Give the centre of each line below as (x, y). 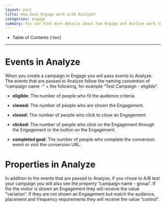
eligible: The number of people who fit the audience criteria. (74, 96)
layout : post (19, 10)
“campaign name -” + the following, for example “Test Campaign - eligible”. (82, 86)
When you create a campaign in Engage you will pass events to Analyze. (79, 76)
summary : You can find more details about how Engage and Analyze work (80, 23)
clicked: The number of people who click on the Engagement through (83, 124)
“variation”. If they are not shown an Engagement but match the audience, (80, 194)
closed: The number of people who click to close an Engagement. (80, 115)
